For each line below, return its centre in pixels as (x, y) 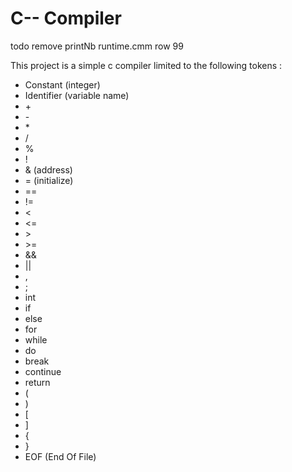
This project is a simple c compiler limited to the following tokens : (146, 65)
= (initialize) (49, 180)
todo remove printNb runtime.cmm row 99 (97, 46)
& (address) (48, 169)
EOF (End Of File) (60, 456)
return (37, 382)
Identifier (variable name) (77, 95)
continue (43, 371)
